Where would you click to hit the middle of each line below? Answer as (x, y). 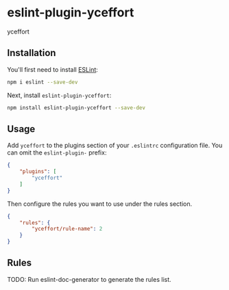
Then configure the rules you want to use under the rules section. (100, 204)
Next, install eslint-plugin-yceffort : (59, 95)
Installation (32, 53)
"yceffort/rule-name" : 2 (67, 229)
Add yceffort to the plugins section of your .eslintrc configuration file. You (115, 146)
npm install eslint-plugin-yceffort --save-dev (76, 107)
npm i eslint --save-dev (43, 82)
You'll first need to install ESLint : (52, 69)
